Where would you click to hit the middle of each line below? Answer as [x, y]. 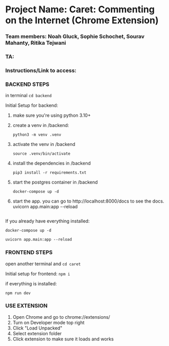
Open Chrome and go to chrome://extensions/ [61, 317]
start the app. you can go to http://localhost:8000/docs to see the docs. [88, 201]
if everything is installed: [31, 283]
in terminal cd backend [29, 96]
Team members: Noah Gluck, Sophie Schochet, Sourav [75, 37]
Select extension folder [37, 333]
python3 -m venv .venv [37, 135]
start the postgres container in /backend [55, 182]
